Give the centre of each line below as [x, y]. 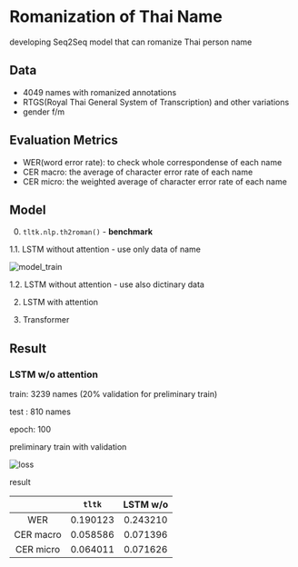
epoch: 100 [30, 430]
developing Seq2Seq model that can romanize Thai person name [131, 42]
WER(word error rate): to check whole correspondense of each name [152, 162]
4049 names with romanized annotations [99, 92]
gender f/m [44, 112]
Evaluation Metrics [64, 140]
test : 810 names [40, 412]
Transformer [46, 320]
